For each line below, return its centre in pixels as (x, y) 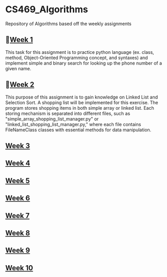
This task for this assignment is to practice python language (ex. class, (80, 52)
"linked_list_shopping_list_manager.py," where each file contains (73, 124)
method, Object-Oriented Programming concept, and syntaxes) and (77, 57)
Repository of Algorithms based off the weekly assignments (68, 24)
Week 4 (18, 163)
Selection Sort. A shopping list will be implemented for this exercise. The (82, 102)
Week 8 (18, 233)
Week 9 (18, 251)
